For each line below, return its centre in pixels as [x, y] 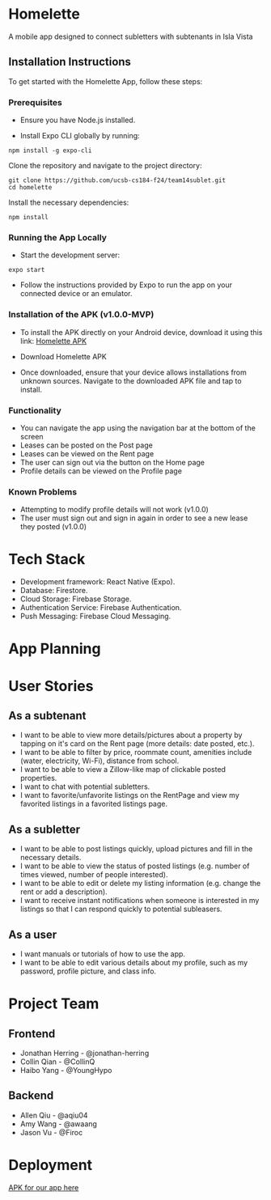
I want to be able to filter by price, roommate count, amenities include [136, 753]
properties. [38, 778]
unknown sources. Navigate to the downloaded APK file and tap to [131, 380]
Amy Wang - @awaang [58, 1124]
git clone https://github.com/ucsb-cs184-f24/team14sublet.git [117, 180]
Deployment [51, 1165]
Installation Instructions [70, 62]
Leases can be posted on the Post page [87, 445]
